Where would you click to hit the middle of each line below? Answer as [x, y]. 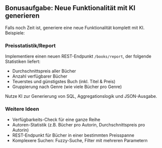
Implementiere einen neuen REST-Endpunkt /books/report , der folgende [78, 57]
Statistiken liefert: [23, 61]
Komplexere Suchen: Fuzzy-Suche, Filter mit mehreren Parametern [80, 141]
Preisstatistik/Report [30, 45]
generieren [22, 16]
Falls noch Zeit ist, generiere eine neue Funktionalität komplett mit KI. [75, 28]
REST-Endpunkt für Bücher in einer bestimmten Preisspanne [73, 135]
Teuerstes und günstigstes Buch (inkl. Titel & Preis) [64, 82]
